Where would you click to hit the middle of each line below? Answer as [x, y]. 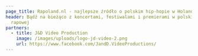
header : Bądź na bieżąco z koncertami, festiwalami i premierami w [90, 17]
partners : [18, 28]
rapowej [20, 22]
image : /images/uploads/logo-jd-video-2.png [72, 38]
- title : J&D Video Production [49, 33]
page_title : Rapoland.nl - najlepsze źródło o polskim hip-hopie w [90, 11]
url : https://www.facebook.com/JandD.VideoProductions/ [87, 44]
